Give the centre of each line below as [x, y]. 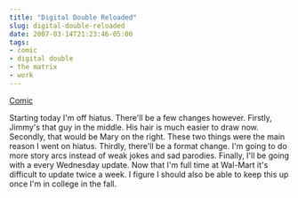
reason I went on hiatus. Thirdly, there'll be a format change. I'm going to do [148, 146]
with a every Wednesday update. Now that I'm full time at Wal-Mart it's [139, 164]
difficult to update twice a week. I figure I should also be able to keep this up [149, 174]
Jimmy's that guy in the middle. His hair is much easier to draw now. [134, 127]
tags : [19, 42]
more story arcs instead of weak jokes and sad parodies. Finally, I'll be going [149, 155]
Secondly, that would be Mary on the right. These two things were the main [147, 136]
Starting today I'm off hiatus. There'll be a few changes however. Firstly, [141, 117]
